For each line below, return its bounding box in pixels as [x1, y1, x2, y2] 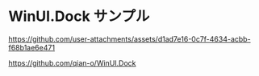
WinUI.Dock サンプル [8, 7, 150, 26]
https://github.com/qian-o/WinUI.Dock [8, 58, 136, 68]
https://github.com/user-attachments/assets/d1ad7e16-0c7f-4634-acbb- [8, 34, 252, 44]
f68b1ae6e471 [8, 42, 55, 52]
